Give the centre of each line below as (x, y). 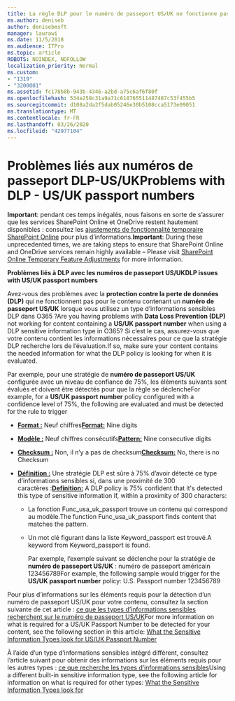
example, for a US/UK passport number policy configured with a (101, 397)
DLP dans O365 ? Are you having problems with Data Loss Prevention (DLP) (116, 317)
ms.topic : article (34, 53)
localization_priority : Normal (53, 66)
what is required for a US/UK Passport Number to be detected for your (109, 625)
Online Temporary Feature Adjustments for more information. (95, 259)
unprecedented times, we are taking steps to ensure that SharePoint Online (115, 244)
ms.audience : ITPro (36, 46)
